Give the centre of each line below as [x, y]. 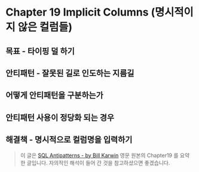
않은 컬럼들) [45, 27]
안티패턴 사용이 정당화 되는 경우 [60, 117]
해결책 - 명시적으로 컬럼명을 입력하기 [69, 140]
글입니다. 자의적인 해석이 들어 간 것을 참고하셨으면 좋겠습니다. [99, 162]
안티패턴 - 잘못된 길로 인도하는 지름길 [70, 73]
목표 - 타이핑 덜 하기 [40, 51]
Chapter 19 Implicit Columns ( [80, 12]
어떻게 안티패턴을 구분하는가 [55, 95]
